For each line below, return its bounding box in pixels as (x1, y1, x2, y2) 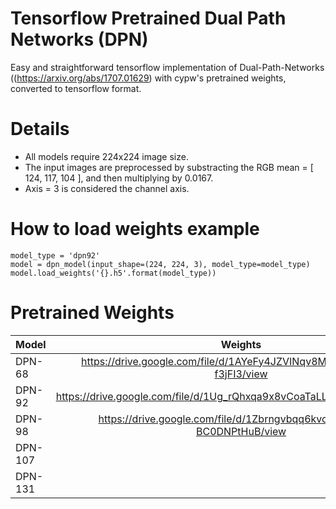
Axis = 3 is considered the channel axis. (24, 182, 190, 194)
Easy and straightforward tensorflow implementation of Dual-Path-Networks (10, 61, 325, 73)
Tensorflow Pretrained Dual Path (10, 7, 287, 30)
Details (10, 118, 70, 141)
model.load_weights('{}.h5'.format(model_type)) (10, 268, 217, 278)
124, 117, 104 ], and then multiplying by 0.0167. (24, 172, 214, 184)
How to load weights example (10, 218, 260, 241)
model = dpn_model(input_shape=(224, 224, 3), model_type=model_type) (10, 259, 311, 269)
